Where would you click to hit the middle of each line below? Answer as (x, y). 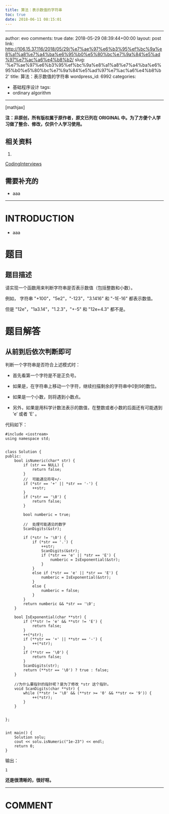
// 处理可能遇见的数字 (45, 524)
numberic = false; (60, 590)
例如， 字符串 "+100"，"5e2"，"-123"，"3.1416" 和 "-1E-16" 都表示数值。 (80, 298)
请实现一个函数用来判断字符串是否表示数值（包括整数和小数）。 (70, 288)
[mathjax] (15, 107)
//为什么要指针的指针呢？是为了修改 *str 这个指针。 (63, 684)
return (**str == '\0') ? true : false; (66, 670)
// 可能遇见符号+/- (43, 479)
